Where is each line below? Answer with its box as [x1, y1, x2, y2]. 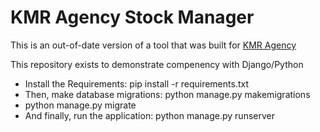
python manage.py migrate [24, 99, 137, 111]
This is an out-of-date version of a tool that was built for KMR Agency [10, 39, 297, 51]
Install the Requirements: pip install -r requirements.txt [24, 77, 249, 90]
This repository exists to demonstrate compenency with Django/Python [10, 58, 304, 70]
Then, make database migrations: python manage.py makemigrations [24, 88, 311, 100]
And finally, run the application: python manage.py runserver [24, 109, 275, 121]
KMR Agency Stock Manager [10, 6, 255, 29]
